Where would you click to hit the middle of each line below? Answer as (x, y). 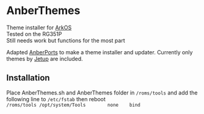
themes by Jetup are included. (45, 59)
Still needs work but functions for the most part (66, 40)
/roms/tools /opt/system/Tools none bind (73, 105)
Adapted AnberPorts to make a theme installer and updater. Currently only (100, 52)
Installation (28, 78)
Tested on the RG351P (34, 34)
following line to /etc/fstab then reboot (56, 99)
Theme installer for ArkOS (39, 27)
